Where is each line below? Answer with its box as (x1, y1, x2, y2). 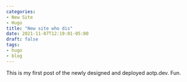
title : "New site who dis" (6, 25, 73, 31)
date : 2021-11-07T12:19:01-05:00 (6, 31, 89, 37)
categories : (6, 8, 36, 15)
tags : (6, 42, 20, 48)
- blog (6, 53, 23, 59)
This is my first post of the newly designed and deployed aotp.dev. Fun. (6, 69, 181, 76)
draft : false (6, 36, 39, 42)
